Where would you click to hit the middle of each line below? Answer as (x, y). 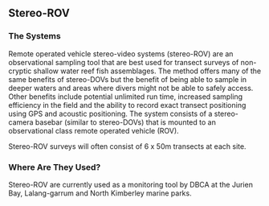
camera (21, 122)
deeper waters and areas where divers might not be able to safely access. (131, 88)
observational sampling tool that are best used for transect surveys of (124, 62)
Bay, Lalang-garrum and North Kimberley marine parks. (100, 193)
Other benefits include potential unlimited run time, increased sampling (126, 97)
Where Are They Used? (55, 167)
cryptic (20, 71)
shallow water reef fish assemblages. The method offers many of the (147, 71)
